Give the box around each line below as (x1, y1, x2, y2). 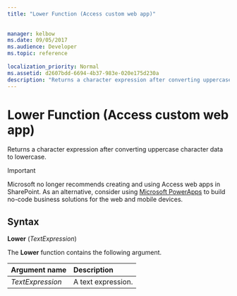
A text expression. (73, 277, 133, 287)
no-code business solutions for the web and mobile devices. (7, 195, 183, 204)
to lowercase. (7, 153, 47, 161)
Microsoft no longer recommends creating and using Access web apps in (7, 180, 221, 188)
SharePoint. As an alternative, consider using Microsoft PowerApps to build (7, 188, 226, 196)
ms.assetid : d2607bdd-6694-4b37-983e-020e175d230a (7, 69, 159, 76)
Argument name (11, 265, 67, 275)
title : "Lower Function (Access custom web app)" (7, 10, 157, 18)
